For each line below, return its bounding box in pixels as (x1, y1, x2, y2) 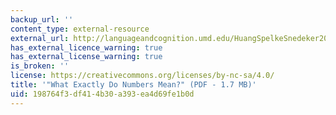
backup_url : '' (10, 14, 74, 25)
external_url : (10, 33, 70, 43)
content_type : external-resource (10, 24, 150, 34)
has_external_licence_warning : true (10, 42, 163, 53)
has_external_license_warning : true (10, 52, 163, 62)
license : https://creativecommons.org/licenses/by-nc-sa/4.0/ (10, 71, 275, 81)
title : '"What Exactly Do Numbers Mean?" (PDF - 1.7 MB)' (10, 80, 257, 90)
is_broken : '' (10, 61, 70, 71)
